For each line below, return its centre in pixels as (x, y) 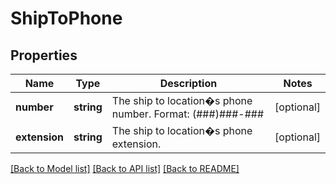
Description (188, 83)
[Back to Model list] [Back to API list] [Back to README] (125, 168)
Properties (44, 55)
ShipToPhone (66, 18)
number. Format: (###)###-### (188, 114)
